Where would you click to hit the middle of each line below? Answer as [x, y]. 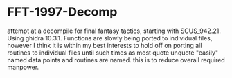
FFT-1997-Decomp [62, 12]
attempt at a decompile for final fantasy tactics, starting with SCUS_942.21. [114, 31]
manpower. [23, 67]
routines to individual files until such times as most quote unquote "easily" [113, 53]
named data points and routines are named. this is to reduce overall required [116, 60]
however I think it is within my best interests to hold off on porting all [105, 45]
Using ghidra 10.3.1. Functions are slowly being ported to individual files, [110, 38]
